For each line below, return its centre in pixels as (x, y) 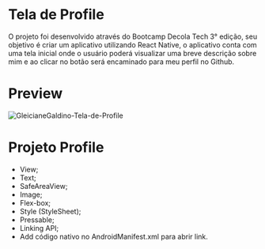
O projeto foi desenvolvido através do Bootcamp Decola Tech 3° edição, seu (133, 36)
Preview (36, 94)
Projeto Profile (56, 147)
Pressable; (37, 220)
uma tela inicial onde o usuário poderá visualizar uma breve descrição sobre (132, 53)
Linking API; (39, 228)
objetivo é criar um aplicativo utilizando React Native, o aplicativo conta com (132, 44)
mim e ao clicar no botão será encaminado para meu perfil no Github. (121, 62)
